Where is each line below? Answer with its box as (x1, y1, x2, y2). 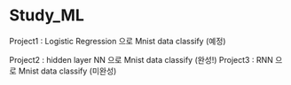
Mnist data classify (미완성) (18, 66, 117, 76)
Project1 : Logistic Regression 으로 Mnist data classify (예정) (9, 35, 226, 46)
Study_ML (9, 5, 84, 26)
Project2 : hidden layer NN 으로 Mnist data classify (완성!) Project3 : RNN (9, 54, 273, 65)
